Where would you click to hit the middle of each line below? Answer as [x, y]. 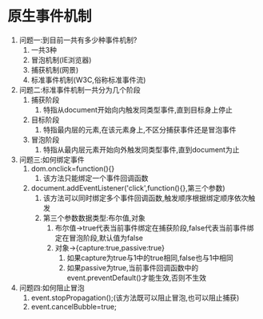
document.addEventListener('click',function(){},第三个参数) [128, 187]
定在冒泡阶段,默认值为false [99, 238]
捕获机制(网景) [55, 69]
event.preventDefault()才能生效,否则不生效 [137, 278]
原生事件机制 [50, 16]
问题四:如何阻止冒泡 [52, 287]
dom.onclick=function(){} [73, 168]
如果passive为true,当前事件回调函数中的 [133, 267]
